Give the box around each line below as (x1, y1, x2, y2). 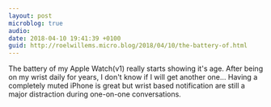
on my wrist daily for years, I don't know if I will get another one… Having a (8, 72, 258, 82)
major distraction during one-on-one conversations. (8, 89, 182, 99)
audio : (8, 27, 31, 35)
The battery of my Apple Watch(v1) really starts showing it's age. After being (8, 64, 264, 73)
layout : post (8, 11, 53, 20)
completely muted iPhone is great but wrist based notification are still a (8, 81, 245, 91)
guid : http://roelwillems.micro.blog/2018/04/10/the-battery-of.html (8, 42, 248, 50)
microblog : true (8, 19, 63, 27)
